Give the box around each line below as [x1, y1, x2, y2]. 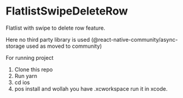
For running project [5, 54, 54, 61]
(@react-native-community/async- [91, 36, 178, 43]
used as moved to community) [26, 42, 102, 50]
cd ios [14, 79, 30, 86]
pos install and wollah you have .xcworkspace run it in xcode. [14, 85, 168, 92]
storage [5, 42, 25, 50]
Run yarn [14, 72, 38, 79]
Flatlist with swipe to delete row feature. [5, 24, 105, 31]
